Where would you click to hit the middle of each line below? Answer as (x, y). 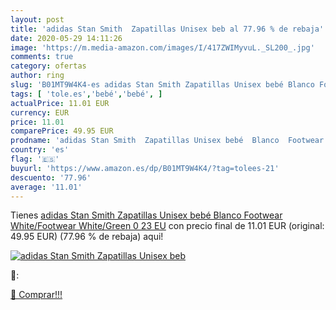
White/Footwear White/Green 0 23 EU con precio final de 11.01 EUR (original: (167, 226)
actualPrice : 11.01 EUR (60, 103)
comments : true (42, 57)
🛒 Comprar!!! (36, 295)
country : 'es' (40, 150)
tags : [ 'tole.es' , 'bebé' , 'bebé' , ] (86, 94)
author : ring (37, 76)
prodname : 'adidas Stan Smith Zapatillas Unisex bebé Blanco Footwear (167, 141)
